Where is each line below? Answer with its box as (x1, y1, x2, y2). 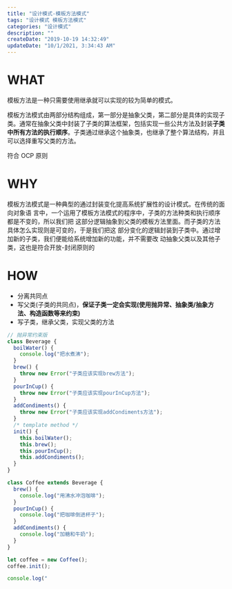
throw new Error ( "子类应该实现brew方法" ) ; (19, 370, 135, 378)
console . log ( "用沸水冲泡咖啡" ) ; (19, 492, 106, 499)
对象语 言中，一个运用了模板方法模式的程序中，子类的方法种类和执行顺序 (12, 209, 221, 217)
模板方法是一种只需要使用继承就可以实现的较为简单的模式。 (7, 96, 177, 104)
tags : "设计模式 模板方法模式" (7, 17, 87, 24)
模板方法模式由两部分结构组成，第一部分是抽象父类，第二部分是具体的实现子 (7, 110, 225, 118)
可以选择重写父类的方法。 (7, 137, 80, 145)
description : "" (7, 29, 54, 37)
